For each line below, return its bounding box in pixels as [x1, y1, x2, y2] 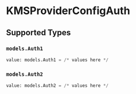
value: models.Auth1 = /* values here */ [6, 57, 109, 63]
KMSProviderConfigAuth [6, 4, 131, 18]
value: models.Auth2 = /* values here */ [6, 83, 109, 89]
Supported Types [6, 28, 72, 38]
